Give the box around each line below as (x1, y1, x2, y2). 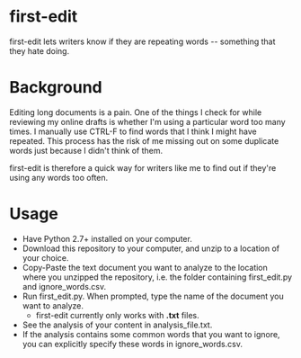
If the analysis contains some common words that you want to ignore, (22, 328, 280, 339)
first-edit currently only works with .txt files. (35, 309, 199, 320)
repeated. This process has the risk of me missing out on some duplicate (9, 135, 279, 146)
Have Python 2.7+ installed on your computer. (22, 233, 193, 244)
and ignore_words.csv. (22, 281, 106, 291)
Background (9, 77, 102, 98)
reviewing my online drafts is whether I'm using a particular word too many (9, 116, 286, 127)
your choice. (22, 252, 69, 263)
